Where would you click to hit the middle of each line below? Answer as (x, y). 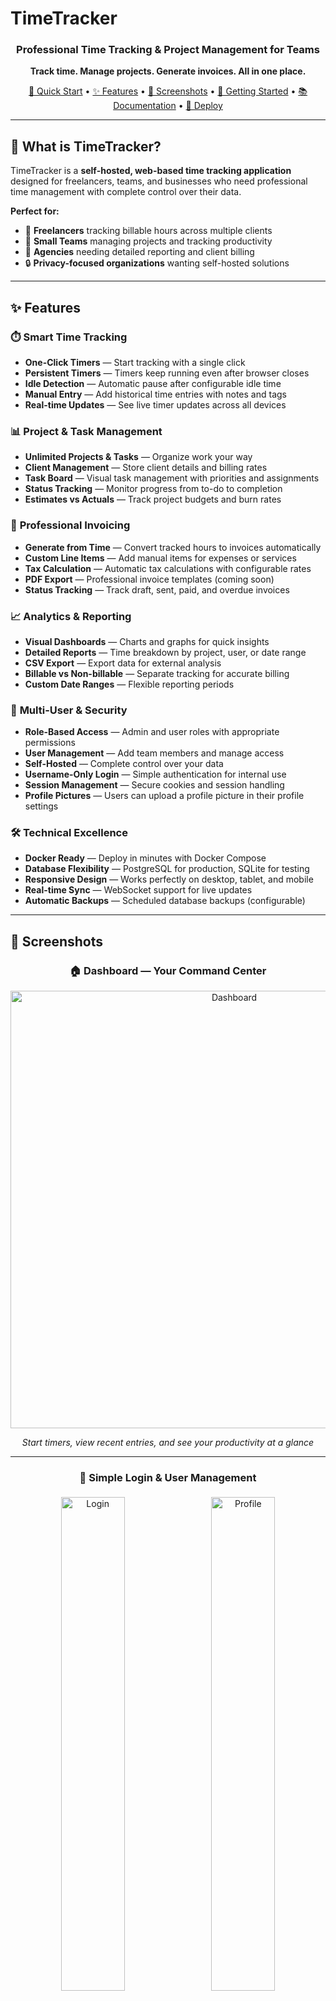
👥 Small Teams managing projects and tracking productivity (148, 241)
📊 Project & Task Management (86, 431)
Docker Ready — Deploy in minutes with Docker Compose (145, 858)
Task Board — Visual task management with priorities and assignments (172, 478)
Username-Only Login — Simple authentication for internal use (155, 774)
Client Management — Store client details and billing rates (146, 468)
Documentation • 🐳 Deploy (168, 106)
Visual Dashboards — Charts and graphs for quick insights (147, 641)
